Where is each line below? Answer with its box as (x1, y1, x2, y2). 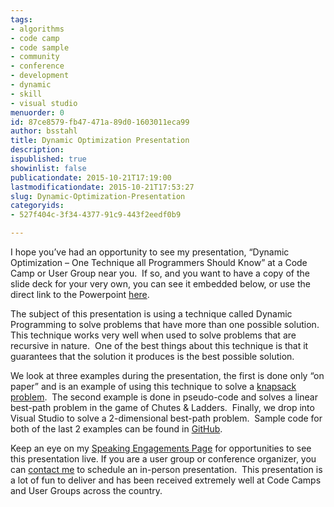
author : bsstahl (10, 126, 78, 136)
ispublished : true (10, 154, 87, 164)
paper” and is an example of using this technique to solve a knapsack (10, 381, 297, 392)
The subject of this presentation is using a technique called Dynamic (10, 308, 293, 320)
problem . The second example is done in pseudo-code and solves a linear (10, 391, 318, 403)
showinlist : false (10, 163, 87, 173)
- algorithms (10, 24, 65, 34)
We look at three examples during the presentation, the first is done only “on (10, 370, 325, 381)
